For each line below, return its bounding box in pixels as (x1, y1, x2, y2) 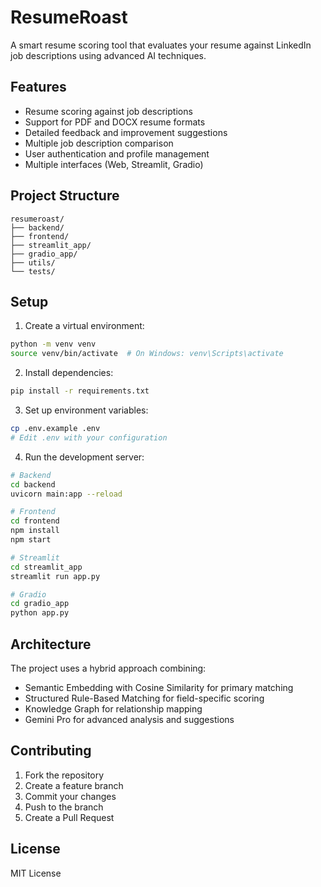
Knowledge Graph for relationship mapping (24, 702, 203, 715)
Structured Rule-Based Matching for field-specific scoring (24, 692, 265, 704)
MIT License (10, 867, 62, 879)
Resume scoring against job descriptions (24, 105, 193, 117)
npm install (10, 526, 60, 536)
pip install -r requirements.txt (10, 386, 150, 396)
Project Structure (10, 187, 120, 205)
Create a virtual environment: (24, 320, 145, 332)
